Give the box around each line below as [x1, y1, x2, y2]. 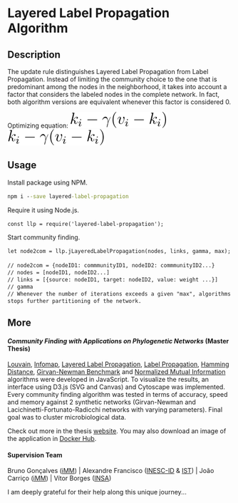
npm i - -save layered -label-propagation [7, 192, 130, 200]
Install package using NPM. [7, 178, 88, 187]
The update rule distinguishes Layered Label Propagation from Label [7, 68, 209, 76]
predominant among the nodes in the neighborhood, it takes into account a [7, 83, 227, 90]
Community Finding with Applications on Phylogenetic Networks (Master [7, 336, 229, 345]
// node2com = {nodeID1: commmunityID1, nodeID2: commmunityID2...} [7, 261, 215, 269]
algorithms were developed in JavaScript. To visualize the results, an [7, 375, 209, 384]
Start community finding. [7, 233, 81, 242]
